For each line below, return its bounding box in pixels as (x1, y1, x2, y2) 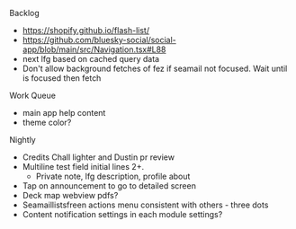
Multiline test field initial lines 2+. (22, 162, 145, 172)
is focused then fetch (22, 73, 102, 84)
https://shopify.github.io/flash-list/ (22, 25, 150, 35)
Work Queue (9, 90, 57, 101)
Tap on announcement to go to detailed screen (22, 181, 196, 191)
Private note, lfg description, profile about (35, 171, 191, 181)
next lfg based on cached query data (22, 54, 160, 64)
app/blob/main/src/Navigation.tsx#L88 (22, 44, 166, 55)
